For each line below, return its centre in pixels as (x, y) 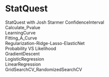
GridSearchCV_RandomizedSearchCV (44, 69)
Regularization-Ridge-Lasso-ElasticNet (45, 43)
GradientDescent (23, 54)
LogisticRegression (25, 59)
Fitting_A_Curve (21, 38)
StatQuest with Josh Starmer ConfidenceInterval (55, 22)
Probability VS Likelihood (31, 48)
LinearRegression (23, 64)
